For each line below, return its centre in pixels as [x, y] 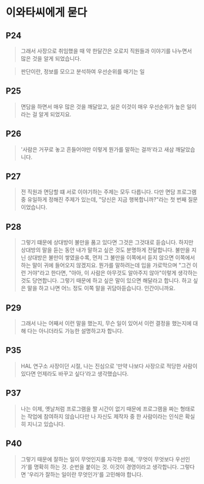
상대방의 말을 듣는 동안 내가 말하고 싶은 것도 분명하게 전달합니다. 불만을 [105, 250]
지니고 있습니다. [46, 424]
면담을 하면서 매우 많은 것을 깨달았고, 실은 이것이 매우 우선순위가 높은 [103, 106]
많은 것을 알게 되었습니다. [51, 58]
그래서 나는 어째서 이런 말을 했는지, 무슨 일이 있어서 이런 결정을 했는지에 [106, 323]
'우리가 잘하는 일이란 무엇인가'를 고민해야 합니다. [85, 474]
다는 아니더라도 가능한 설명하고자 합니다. [75, 331]
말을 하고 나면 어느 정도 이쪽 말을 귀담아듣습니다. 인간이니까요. [101, 288]
